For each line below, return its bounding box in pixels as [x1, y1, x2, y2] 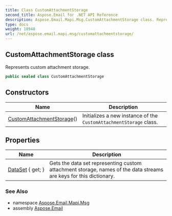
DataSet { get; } [8, 166, 45, 173]
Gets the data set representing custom [49, 160, 142, 167]
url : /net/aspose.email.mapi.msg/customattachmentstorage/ [5, 31, 134, 36]
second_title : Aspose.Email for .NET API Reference [5, 12, 118, 17]
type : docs [5, 22, 29, 27]
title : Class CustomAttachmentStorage [5, 7, 88, 13]
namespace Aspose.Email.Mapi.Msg [12, 200, 90, 206]
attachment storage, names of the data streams [49, 166, 164, 173]
